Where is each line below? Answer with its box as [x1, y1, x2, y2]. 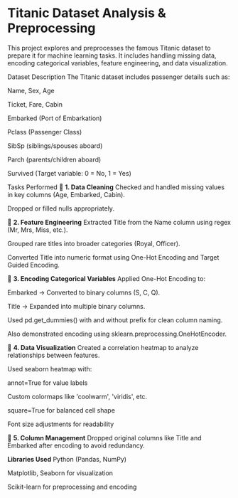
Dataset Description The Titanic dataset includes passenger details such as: [7, 73, 230, 81]
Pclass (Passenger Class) [7, 127, 82, 136]
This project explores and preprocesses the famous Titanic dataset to [7, 43, 211, 52]
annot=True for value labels [7, 378, 88, 387]
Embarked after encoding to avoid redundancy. [7, 441, 146, 450]
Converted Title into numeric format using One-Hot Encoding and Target [7, 253, 220, 261]
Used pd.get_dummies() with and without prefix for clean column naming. [7, 315, 223, 324]
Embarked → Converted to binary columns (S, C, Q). [7, 288, 161, 297]
